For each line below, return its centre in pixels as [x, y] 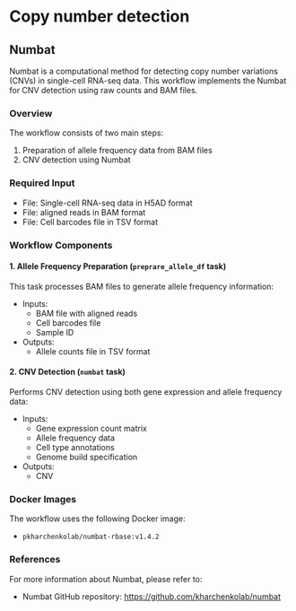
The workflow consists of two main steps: [87, 133]
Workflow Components [61, 245]
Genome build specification [87, 457]
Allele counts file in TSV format [93, 351]
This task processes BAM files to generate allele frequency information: [142, 286]
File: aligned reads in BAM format [84, 212]
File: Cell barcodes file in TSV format [90, 222]
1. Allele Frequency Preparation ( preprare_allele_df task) [118, 266]
